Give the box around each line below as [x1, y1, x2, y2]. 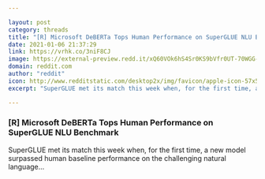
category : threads [8, 25, 69, 34]
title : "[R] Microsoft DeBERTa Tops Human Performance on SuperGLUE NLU [8, 33, 252, 41]
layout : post [8, 18, 51, 26]
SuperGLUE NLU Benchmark [8, 127, 119, 138]
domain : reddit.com [8, 62, 73, 71]
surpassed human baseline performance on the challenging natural [8, 153, 226, 162]
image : [8, 55, 30, 63]
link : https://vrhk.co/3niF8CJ [8, 48, 111, 56]
